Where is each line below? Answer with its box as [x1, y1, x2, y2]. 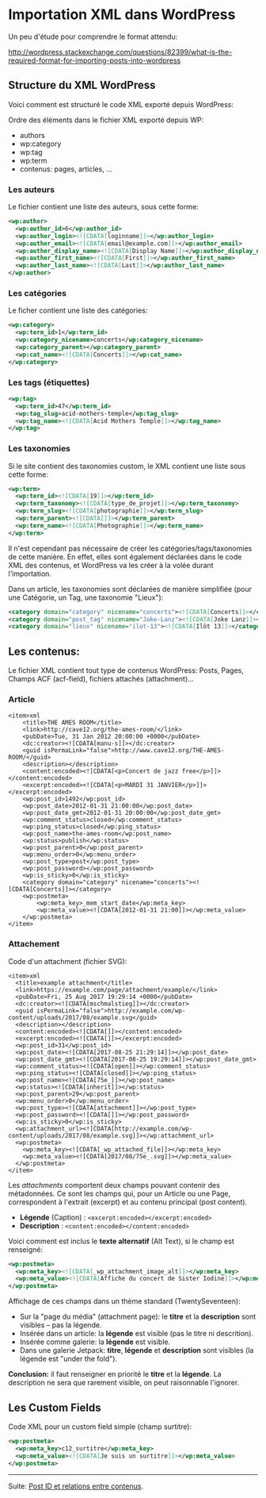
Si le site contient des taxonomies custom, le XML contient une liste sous [8, 461, 246, 471]
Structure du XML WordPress [8, 79, 156, 92]
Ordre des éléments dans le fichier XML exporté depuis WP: [8, 115, 204, 125]
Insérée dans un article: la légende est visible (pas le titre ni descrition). [19, 1329, 254, 1339]
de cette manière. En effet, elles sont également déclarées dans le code [8, 551, 242, 561]
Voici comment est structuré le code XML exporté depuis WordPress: [8, 99, 234, 109]
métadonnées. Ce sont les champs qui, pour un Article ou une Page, [8, 1189, 231, 1198]
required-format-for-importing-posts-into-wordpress [8, 56, 181, 65]
